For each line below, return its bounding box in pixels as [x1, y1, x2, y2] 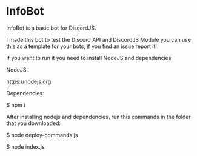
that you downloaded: [6, 120, 61, 127]
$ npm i [6, 101, 25, 109]
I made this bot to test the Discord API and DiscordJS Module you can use [6, 36, 191, 43]
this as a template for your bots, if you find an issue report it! [6, 42, 158, 50]
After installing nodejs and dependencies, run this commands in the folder [6, 113, 191, 120]
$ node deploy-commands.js [6, 131, 78, 138]
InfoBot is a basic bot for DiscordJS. [6, 24, 96, 32]
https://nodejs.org [6, 78, 52, 85]
